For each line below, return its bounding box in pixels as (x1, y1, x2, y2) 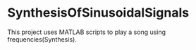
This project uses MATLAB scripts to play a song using (7, 28, 166, 36)
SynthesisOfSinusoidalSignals (7, 5, 190, 21)
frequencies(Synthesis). (7, 35, 78, 43)
